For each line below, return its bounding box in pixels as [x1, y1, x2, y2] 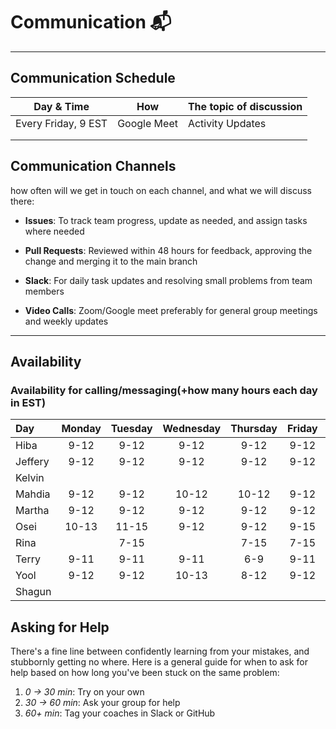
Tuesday [110, 422, 153, 436]
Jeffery [15, 455, 50, 469]
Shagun [15, 585, 52, 599]
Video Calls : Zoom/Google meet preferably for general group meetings [24, 304, 318, 316]
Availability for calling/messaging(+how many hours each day [10, 383, 318, 397]
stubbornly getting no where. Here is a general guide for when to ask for [10, 656, 308, 668]
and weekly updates [24, 315, 109, 327]
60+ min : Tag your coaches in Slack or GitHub [24, 707, 216, 719]
